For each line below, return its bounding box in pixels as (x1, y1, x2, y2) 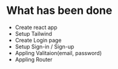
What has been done (6, 4, 113, 18)
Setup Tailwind (15, 30, 53, 37)
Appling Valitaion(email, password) (15, 49, 102, 56)
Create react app (15, 24, 57, 31)
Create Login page (15, 36, 62, 44)
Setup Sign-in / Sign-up (15, 43, 74, 50)
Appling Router (15, 56, 53, 63)
